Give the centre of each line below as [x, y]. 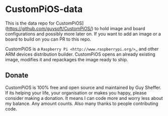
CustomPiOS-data [44, 9]
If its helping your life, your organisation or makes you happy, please [76, 93]
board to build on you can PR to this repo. [48, 39]
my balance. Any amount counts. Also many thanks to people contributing [82, 103]
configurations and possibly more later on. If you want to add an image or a [83, 34]
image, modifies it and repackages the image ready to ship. [67, 59]
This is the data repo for [30, 23]
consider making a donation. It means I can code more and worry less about [84, 98]
